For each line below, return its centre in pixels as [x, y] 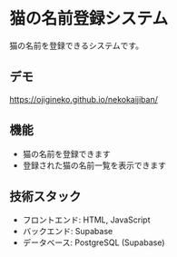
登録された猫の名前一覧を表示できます [94, 165]
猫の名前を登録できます [66, 153]
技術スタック [45, 196]
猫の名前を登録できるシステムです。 [76, 45]
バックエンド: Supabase [68, 232]
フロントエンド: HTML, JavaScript [86, 220]
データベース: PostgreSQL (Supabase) [93, 242]
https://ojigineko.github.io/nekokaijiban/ [84, 99]
